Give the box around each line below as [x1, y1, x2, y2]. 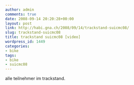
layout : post [5, 21, 32, 26]
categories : [5, 44, 30, 49]
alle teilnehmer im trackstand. [5, 76, 66, 82]
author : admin [5, 7, 35, 12]
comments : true [5, 12, 37, 17]
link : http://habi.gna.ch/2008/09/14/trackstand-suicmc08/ [5, 26, 130, 30]
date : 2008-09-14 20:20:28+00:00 [5, 16, 74, 21]
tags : [5, 53, 16, 58]
